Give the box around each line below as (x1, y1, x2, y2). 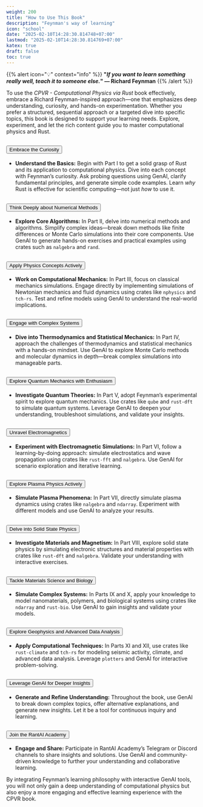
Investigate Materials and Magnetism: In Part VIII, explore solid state (15, 539, 189, 546)
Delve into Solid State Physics (9, 525, 77, 532)
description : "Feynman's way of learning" (6, 20, 115, 26)
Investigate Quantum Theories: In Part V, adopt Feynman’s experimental (15, 391, 198, 399)
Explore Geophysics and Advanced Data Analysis (9, 628, 120, 635)
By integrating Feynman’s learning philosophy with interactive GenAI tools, (6, 776, 192, 783)
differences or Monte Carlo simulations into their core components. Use (15, 231, 195, 238)
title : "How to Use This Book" (6, 15, 85, 21)
